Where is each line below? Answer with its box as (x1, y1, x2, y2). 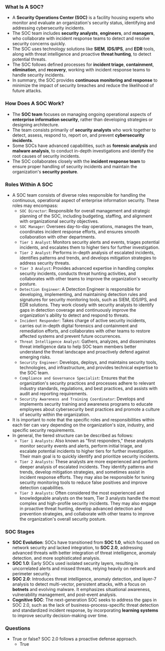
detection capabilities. (19, 484, 65, 490)
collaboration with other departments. (19, 234, 96, 239)
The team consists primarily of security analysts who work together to (12, 127, 156, 133)
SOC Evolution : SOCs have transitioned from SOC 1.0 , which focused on (12, 539, 160, 545)
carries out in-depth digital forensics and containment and (19, 323, 137, 328)
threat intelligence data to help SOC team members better (19, 343, 137, 350)
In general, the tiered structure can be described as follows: (12, 432, 134, 438)
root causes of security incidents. (12, 153, 81, 159)
